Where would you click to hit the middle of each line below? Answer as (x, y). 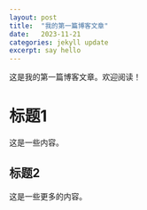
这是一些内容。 (36, 142)
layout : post (33, 17)
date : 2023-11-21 (45, 34)
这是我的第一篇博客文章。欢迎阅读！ (75, 77)
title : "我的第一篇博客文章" (59, 26)
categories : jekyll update (59, 42)
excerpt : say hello (45, 51)
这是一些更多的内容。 (48, 196)
